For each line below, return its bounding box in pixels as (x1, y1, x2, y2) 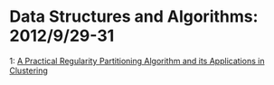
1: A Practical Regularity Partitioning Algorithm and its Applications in (9, 55, 265, 66)
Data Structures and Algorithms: (9, 6, 259, 27)
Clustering (9, 65, 48, 76)
